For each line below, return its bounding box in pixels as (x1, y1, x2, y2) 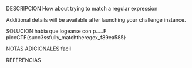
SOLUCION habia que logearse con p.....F (6, 28, 107, 35)
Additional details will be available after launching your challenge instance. (6, 16, 186, 23)
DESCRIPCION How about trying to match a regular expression (6, 5, 158, 12)
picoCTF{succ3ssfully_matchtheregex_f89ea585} (6, 34, 126, 40)
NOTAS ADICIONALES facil (6, 45, 72, 52)
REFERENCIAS (6, 57, 41, 63)
